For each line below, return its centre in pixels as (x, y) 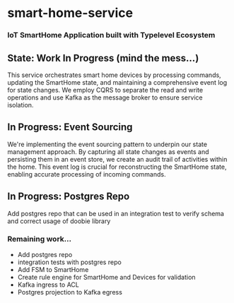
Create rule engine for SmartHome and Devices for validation (106, 277)
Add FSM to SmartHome (53, 269)
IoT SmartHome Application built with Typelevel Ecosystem (111, 35)
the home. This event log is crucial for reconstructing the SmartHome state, (117, 167)
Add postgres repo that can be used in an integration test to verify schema (116, 213)
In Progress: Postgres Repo (69, 197)
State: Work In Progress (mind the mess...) (103, 58)
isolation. (21, 105)
